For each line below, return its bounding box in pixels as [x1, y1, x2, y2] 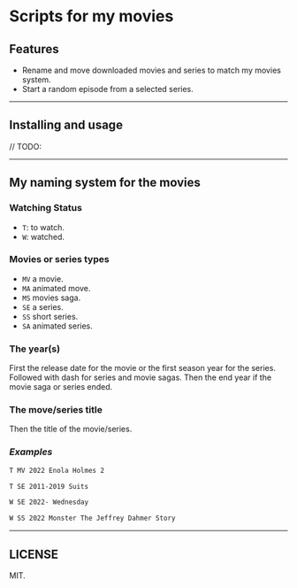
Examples [9, 445, 53, 458]
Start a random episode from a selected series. [21, 84, 194, 94]
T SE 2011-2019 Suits [9, 482, 89, 491]
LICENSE [9, 546, 59, 561]
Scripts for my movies [9, 6, 174, 27]
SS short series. [21, 311, 79, 321]
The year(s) [9, 343, 60, 355]
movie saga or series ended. [9, 382, 113, 392]
